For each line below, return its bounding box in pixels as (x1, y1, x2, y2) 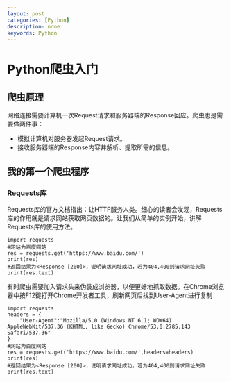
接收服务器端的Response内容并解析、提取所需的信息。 (17, 143, 173, 151)
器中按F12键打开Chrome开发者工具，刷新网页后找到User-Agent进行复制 (7, 291, 213, 299)
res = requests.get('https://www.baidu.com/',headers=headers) (7, 349, 194, 356)
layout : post (7, 10, 45, 17)
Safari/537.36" (7, 329, 51, 336)
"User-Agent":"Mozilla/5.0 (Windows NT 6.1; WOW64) (19, 317, 172, 324)
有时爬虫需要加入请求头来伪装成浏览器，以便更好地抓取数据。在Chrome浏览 (7, 282, 225, 290)
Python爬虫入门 (7, 62, 99, 77)
